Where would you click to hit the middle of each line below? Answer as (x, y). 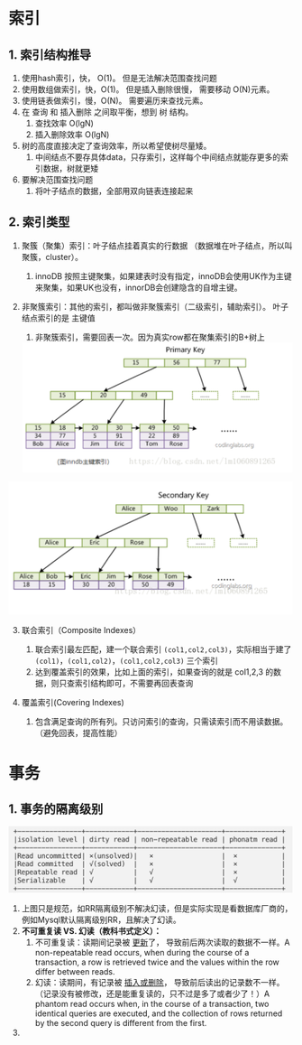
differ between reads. (75, 971)
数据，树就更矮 (71, 168)
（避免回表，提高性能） (78, 733)
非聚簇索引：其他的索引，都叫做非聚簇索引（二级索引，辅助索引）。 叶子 (155, 306)
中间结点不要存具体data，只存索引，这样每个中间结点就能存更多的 (158, 157)
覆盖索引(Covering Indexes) (73, 703)
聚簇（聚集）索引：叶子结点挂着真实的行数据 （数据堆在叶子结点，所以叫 (157, 246)
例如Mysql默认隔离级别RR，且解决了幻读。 (101, 919)
